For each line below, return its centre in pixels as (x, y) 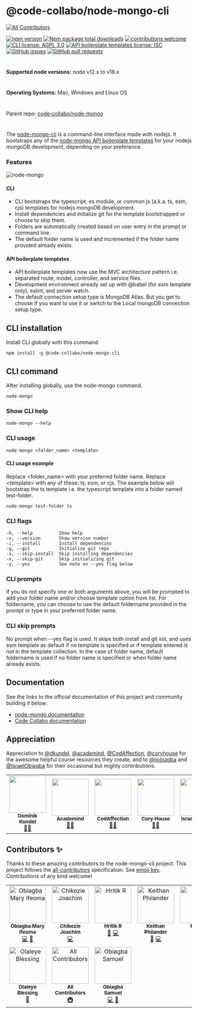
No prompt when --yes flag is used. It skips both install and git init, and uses (99, 639)
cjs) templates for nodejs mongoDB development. (75, 208)
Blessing (28, 993)
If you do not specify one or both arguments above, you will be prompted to (98, 592)
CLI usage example (30, 463)
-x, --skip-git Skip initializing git (60, 559)
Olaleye (28, 987)
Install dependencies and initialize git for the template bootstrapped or (100, 214)
